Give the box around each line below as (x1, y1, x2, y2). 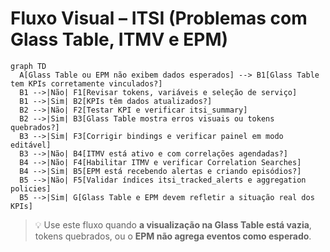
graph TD (10, 61, 47, 71)
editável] (10, 140, 52, 150)
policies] (10, 183, 52, 194)
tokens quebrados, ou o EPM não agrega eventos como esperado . (34, 230, 312, 242)
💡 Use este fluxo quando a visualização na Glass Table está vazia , (34, 218, 312, 231)
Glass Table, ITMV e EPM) (10, 28, 229, 51)
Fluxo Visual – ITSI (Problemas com (10, 7, 308, 30)
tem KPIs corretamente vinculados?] (10, 78, 163, 89)
